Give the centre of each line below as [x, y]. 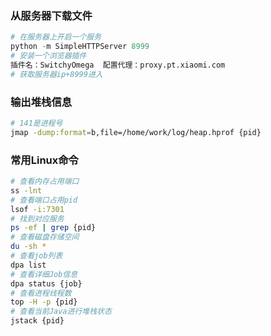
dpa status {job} [46, 283]
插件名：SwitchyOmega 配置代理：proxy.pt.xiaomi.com [118, 65]
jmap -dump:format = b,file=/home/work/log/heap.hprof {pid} [136, 132]
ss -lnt [26, 190]
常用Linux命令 [44, 160]
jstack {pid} [37, 321]
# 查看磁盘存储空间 [45, 237]
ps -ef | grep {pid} [53, 228]
